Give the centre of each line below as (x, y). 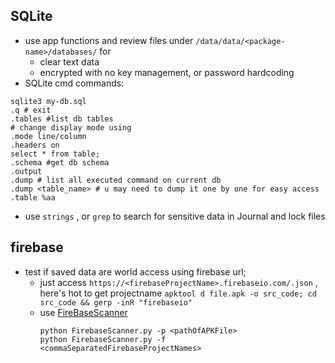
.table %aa (33, 197)
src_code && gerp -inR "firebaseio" (116, 302)
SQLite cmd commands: (74, 83)
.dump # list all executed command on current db (116, 180)
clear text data (69, 61)
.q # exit (31, 110)
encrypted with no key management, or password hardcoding (167, 72)
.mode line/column (48, 136)
